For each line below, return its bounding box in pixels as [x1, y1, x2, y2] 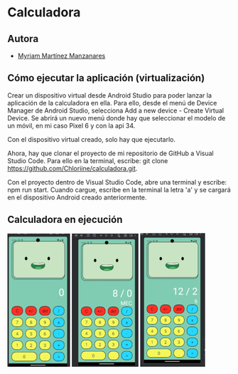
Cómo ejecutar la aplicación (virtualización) [7, 72, 205, 84]
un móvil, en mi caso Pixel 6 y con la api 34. [7, 121, 136, 130]
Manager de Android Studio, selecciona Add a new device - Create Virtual [7, 106, 225, 115]
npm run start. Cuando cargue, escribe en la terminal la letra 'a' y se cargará [7, 185, 231, 194]
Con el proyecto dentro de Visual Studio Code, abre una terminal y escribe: [7, 177, 227, 186]
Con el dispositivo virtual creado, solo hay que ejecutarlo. [7, 135, 176, 143]
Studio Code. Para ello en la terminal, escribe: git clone [7, 156, 168, 165]
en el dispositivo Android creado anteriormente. [7, 193, 147, 202]
